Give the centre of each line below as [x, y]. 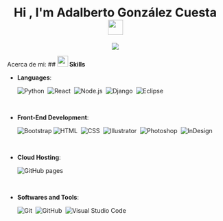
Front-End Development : [53, 117]
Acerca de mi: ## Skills [46, 64]
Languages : [34, 78]
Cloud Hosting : [39, 157]
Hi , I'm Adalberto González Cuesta [115, 13]
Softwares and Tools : [48, 197]
